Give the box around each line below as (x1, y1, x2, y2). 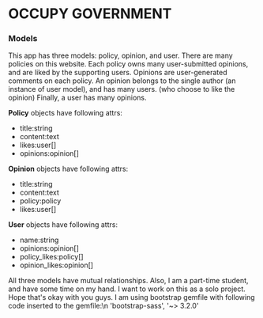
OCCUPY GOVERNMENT (8, 5, 172, 23)
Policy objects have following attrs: (8, 108, 122, 118)
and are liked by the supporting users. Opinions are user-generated (8, 68, 227, 78)
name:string (19, 235, 59, 245)
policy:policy (19, 196, 62, 206)
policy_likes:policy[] (19, 252, 85, 262)
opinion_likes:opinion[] (19, 260, 93, 270)
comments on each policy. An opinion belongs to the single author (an (8, 76, 236, 85)
